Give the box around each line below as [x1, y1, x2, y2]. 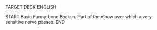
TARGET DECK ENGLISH [5, 4, 57, 10]
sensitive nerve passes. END [5, 19, 65, 25]
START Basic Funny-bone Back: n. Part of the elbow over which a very [5, 14, 152, 19]
